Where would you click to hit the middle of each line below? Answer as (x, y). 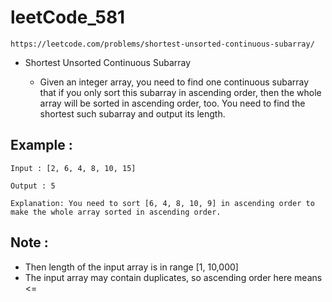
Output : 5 (33, 186)
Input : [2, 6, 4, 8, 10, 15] (73, 168)
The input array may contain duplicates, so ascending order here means (173, 277)
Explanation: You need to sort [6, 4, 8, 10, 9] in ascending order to (162, 203)
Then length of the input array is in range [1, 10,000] (131, 267)
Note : (29, 242)
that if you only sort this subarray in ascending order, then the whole (180, 92)
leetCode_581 (68, 17)
